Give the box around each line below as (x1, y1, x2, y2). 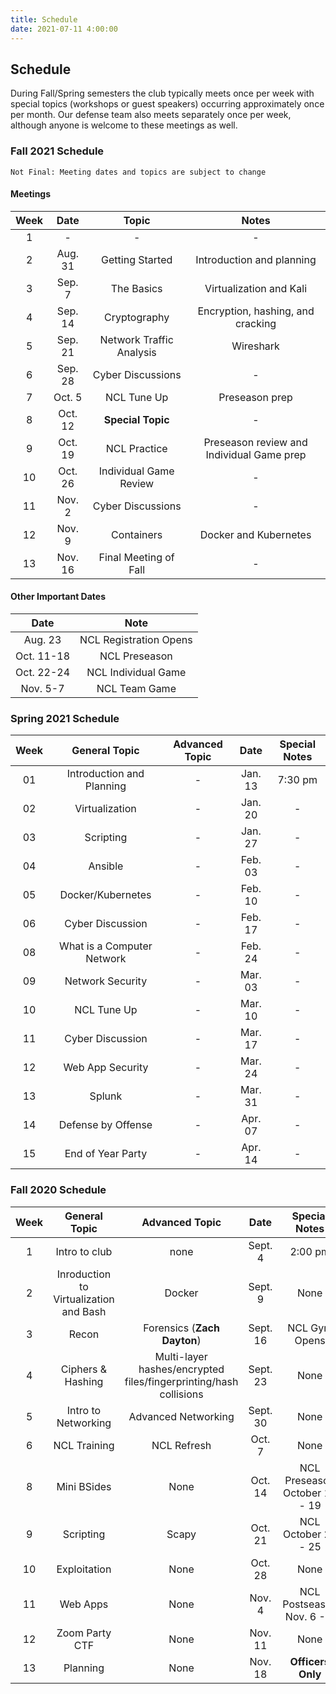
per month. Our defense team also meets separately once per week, (10, 109, 292, 121)
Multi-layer (154, 1349, 208, 1363)
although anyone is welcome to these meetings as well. (10, 119, 238, 131)
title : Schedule (10, 14, 78, 25)
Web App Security (63, 1061, 149, 1075)
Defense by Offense (58, 1118, 153, 1132)
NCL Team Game (96, 682, 177, 696)
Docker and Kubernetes (199, 527, 312, 541)
